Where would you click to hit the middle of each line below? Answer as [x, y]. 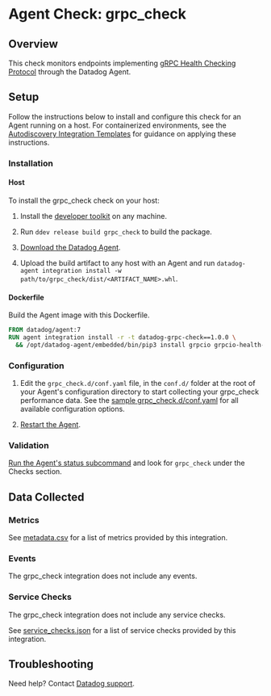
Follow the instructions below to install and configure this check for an [125, 116]
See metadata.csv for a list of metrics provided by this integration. [118, 538]
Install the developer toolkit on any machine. [94, 216]
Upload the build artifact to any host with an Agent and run [117, 262]
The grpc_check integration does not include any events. [103, 576]
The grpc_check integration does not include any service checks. [117, 614]
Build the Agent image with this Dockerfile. [79, 315]
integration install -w [82, 270]
